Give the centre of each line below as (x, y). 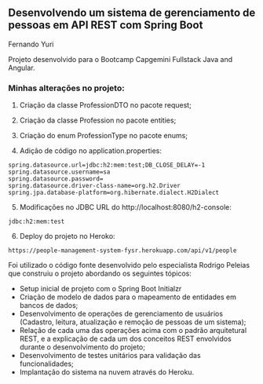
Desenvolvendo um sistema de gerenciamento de (132, 13)
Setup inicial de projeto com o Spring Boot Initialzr (100, 289)
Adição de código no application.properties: (91, 151)
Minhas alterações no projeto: (66, 88)
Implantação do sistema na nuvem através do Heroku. (107, 372)
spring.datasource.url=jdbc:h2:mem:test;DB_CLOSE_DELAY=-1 (107, 165)
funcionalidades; (47, 364)
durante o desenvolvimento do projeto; (82, 347)
